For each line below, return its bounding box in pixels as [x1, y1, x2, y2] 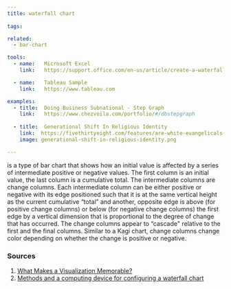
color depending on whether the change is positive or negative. [7, 234, 187, 242]
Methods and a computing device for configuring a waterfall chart [16, 274, 204, 282]
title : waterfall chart [7, 10, 76, 17]
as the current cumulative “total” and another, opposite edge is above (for [7, 197, 216, 206]
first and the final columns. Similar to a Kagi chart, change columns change [7, 227, 220, 235]
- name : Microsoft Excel [13, 60, 91, 67]
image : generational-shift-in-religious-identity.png [19, 136, 177, 143]
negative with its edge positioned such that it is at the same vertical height [7, 190, 218, 198]
